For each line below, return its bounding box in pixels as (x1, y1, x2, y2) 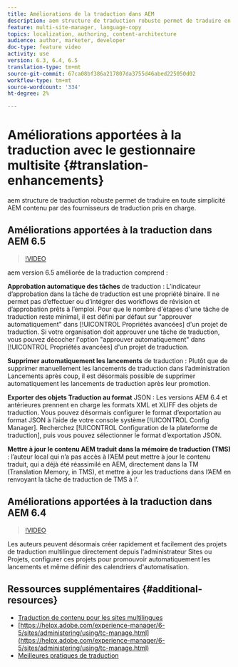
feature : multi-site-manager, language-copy (7, 24, 142, 31)
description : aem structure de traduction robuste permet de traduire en (7, 17, 232, 24)
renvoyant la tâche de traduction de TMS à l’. (7, 475, 139, 484)
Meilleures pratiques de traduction (17, 651, 119, 660)
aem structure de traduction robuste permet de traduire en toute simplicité (7, 196, 226, 205)
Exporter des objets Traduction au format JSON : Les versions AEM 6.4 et (7, 393, 228, 402)
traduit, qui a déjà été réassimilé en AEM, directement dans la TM (7, 459, 199, 468)
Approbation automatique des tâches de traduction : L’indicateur (7, 282, 201, 290)
